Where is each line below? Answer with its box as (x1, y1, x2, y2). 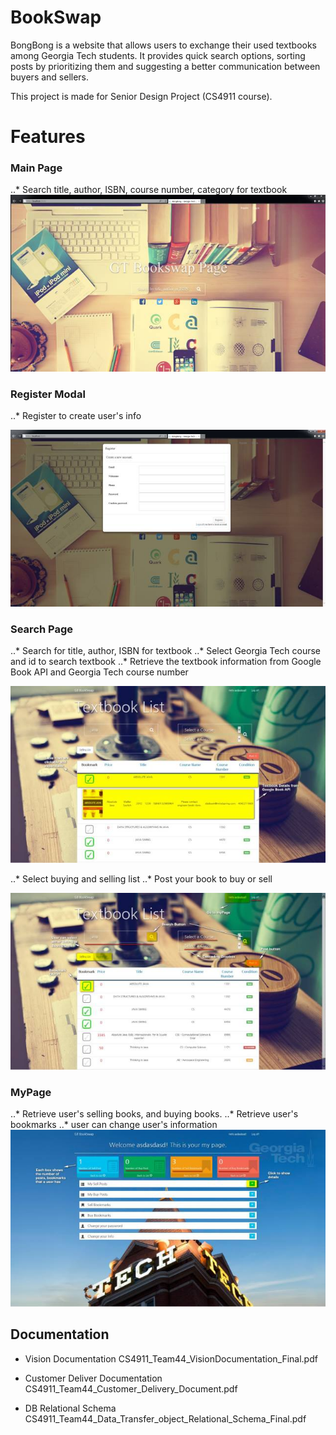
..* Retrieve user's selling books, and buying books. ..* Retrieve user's (10, 1108, 299, 1120)
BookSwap (10, 6, 102, 29)
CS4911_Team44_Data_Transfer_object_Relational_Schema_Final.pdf (24, 1412, 307, 1425)
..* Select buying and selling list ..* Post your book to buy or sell (10, 873, 273, 885)
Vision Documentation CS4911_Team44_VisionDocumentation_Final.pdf (24, 1352, 318, 1365)
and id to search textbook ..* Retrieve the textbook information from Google (10, 656, 322, 668)
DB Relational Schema (24, 1402, 117, 1414)
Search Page (10, 622, 74, 636)
